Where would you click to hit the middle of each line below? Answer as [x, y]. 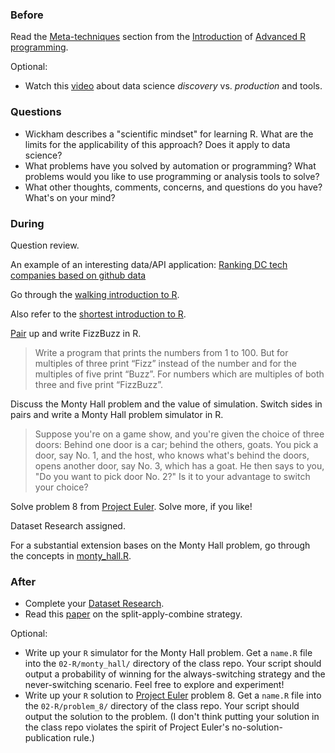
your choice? [61, 487]
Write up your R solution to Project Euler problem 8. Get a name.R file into [173, 695]
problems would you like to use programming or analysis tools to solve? [172, 176]
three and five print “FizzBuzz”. [99, 384]
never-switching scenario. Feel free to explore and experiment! [154, 685]
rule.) [84, 738]
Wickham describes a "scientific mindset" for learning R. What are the [169, 134]
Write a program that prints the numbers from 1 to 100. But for [161, 352]
